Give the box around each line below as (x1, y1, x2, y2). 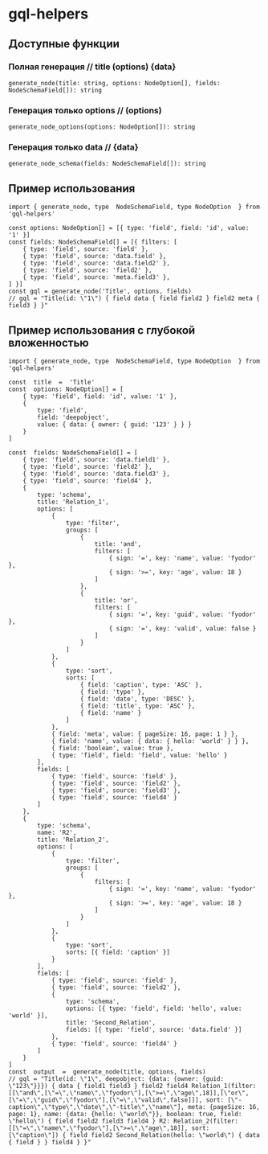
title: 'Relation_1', (37, 498, 110, 507)
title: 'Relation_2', (37, 836, 110, 844)
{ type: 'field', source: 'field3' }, (51, 786, 181, 795)
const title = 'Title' (8, 379, 95, 387)
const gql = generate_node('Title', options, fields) (8, 287, 193, 296)
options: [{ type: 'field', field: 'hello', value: (65, 1004, 242, 1013)
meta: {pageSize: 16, (187, 1103, 261, 1111)
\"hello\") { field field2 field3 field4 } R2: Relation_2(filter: (8, 1117, 239, 1126)
